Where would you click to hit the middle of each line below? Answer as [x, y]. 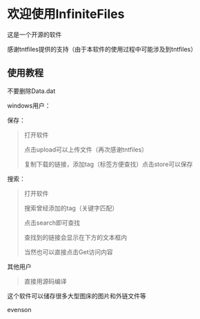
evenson [19, 309]
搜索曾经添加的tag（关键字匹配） [71, 208]
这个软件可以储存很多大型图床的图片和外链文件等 [77, 296]
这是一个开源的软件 [34, 34]
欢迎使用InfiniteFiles [66, 14]
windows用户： [29, 105]
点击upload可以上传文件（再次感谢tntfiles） [86, 150]
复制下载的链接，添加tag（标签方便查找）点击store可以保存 [108, 164]
